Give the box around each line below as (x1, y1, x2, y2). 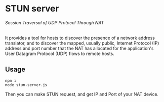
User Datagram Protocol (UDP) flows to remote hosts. (5, 51, 115, 57)
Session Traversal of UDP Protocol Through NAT (5, 19, 104, 25)
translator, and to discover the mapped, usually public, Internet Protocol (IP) (5, 40, 160, 46)
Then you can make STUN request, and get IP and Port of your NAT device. (5, 91, 159, 97)
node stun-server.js (5, 83, 48, 88)
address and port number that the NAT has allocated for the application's (5, 46, 154, 51)
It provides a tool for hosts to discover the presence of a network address (5, 35, 155, 41)
